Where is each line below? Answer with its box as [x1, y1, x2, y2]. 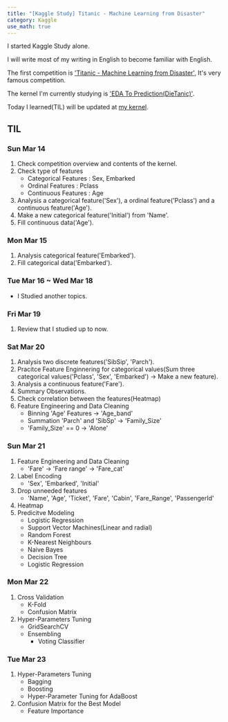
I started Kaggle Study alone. [7, 42, 90, 51]
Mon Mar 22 [7, 577, 49, 587]
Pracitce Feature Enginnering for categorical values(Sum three [17, 365, 196, 374]
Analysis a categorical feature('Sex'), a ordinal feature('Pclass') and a [17, 197, 216, 205]
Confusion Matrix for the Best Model [17, 700, 121, 708]
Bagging [27, 678, 52, 686]
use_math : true [7, 23, 51, 30]
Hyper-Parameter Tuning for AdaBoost [27, 692, 138, 701]
